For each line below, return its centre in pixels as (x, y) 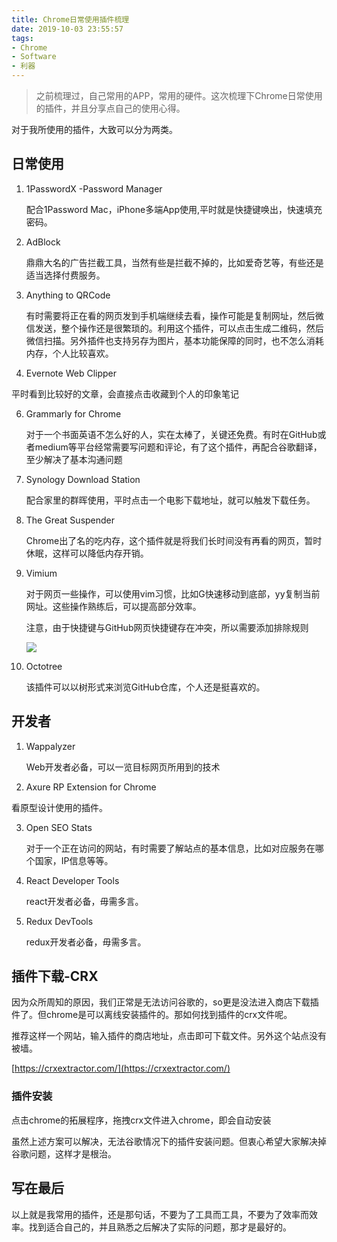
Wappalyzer (50, 746)
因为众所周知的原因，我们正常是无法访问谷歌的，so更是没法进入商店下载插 (165, 1002)
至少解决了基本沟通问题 (74, 459)
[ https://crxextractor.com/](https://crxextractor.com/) (121, 1068)
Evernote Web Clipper (71, 373)
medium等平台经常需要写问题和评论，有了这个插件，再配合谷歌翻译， (178, 447)
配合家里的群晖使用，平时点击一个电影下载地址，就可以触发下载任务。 (170, 500)
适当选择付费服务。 (65, 275)
